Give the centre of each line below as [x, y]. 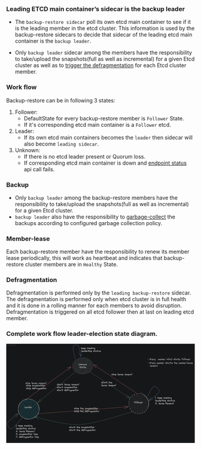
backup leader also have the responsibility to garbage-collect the [95, 217]
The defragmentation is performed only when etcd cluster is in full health [96, 299]
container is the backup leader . [53, 41]
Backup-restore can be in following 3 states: [61, 100]
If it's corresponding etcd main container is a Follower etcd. [98, 125]
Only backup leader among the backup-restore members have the [96, 198]
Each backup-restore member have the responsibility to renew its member [98, 252]
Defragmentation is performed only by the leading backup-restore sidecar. [99, 293]
